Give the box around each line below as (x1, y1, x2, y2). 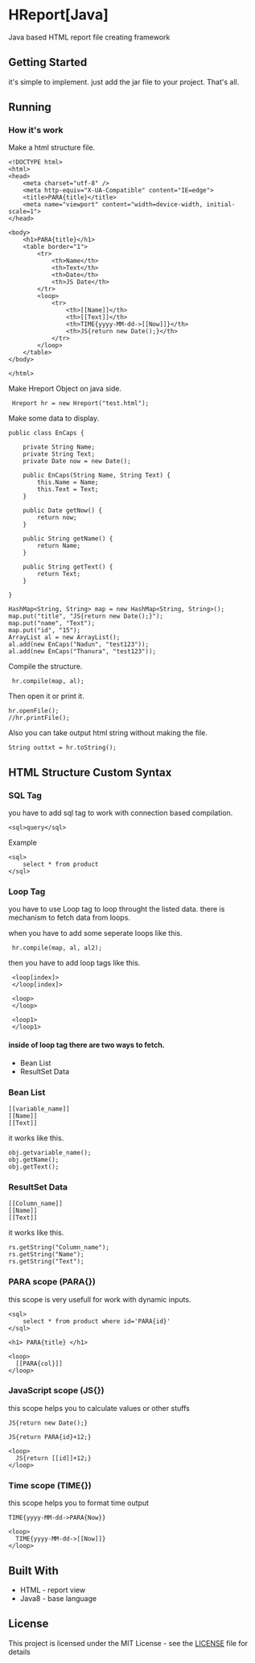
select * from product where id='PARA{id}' (23, 1317, 171, 1326)
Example (8, 838, 38, 847)
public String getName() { (23, 535, 113, 543)
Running (8, 101, 52, 114)
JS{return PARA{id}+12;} (8, 1433, 92, 1441)
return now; (37, 514, 78, 522)
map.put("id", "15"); (8, 627, 81, 635)
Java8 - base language (19, 1593, 97, 1603)
